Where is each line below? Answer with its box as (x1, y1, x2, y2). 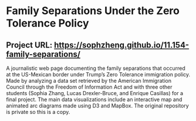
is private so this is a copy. (6, 109, 70, 115)
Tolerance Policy (6, 16, 89, 30)
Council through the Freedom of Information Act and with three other (6, 83, 173, 90)
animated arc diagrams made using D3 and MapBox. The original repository (6, 102, 189, 109)
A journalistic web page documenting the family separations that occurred (6, 65, 186, 72)
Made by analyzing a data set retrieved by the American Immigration (6, 78, 172, 84)
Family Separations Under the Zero (6, 4, 180, 18)
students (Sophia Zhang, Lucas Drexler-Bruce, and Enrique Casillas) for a (6, 90, 184, 96)
